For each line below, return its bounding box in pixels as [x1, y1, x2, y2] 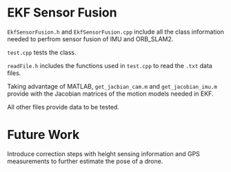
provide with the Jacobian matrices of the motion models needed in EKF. [7, 89, 214, 98]
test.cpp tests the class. [7, 48, 77, 56]
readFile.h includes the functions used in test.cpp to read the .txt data [7, 61, 212, 69]
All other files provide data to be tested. [7, 103, 119, 111]
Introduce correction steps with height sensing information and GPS [7, 149, 200, 158]
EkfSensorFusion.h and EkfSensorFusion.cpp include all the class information [7, 28, 224, 36]
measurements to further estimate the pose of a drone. [7, 157, 163, 165]
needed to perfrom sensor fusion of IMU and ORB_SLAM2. [7, 34, 174, 43]
